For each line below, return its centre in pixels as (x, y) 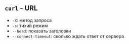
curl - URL (21, 8)
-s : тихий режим (30, 25)
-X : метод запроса (32, 20)
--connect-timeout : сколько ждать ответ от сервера (68, 36)
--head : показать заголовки (41, 31)
